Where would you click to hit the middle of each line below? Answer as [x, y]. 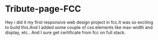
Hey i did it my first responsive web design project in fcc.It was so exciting [79, 22]
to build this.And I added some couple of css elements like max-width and [79, 27]
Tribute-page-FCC [43, 9]
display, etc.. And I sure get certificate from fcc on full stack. [65, 32]
